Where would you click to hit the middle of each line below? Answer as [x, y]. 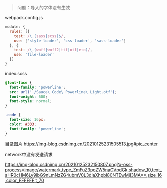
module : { [15, 27]
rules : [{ [20, 31]
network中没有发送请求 [29, 154]
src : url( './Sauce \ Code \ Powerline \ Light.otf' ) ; [63, 92]
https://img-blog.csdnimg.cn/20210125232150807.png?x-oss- [69, 164]
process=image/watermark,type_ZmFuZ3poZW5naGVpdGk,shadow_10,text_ [83, 170]
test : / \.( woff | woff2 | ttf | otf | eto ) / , [53, 50]
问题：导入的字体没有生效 [44, 8]
